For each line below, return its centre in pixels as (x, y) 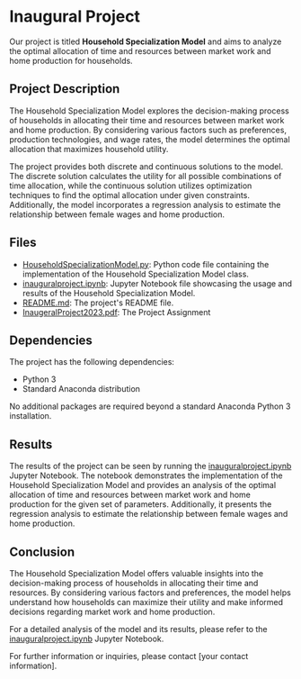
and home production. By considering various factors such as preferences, (148, 130)
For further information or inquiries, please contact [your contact (129, 656)
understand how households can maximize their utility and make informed (146, 602)
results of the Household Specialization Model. (109, 293)
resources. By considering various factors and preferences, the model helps (150, 593)
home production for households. (71, 60)
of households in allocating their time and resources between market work (147, 120)
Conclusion (42, 552)
